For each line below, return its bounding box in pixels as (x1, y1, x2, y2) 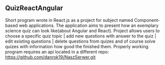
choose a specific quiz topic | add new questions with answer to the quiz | (5, 33, 157, 39)
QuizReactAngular (5, 4, 63, 12)
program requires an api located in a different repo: (5, 49, 109, 55)
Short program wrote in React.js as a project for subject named (5, 17, 133, 23)
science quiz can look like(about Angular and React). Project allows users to (5, 27, 160, 34)
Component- (134, 17, 161, 23)
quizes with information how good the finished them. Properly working (5, 43, 149, 49)
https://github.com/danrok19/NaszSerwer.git (5, 54, 96, 60)
